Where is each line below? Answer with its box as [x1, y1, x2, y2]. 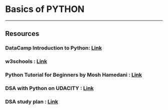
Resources [5, 29, 39, 38]
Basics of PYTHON [5, 3, 85, 15]
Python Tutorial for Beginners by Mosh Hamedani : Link [5, 71, 142, 78]
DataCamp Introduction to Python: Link [5, 44, 102, 51]
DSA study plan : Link [5, 98, 58, 105]
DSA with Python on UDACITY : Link [5, 85, 94, 92]
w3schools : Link [5, 58, 47, 65]
